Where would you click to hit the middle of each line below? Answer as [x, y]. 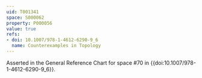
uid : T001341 [23, 12]
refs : [13, 34]
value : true [21, 29]
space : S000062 [25, 18]
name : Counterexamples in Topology [56, 46]
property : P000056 [29, 23]
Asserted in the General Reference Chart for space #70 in [78, 63]
